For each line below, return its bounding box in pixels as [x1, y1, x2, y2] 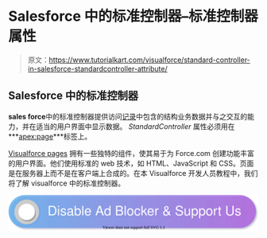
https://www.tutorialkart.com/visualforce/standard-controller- [48, 55, 250, 64]
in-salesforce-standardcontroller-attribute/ [27, 64, 168, 73]
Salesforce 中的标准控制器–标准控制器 [8, 7, 258, 25]
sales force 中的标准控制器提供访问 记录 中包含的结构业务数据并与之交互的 [8, 111, 248, 121]
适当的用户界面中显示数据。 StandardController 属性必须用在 [35, 121, 236, 131]
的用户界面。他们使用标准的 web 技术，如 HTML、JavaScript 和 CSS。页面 [8, 158, 254, 168]
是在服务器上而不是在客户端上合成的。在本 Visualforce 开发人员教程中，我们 [8, 168, 258, 178]
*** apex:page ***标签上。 [8, 131, 92, 141]
